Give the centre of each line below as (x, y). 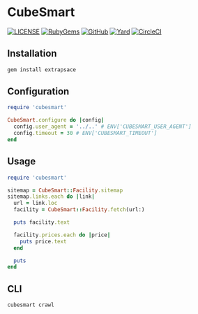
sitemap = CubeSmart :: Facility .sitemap (65, 190)
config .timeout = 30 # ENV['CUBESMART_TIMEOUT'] (85, 134)
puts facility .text (42, 222)
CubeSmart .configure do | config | (56, 120)
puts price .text (44, 241)
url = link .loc (36, 204)
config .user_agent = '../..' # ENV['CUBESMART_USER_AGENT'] (102, 127)
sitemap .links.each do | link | (51, 197)
